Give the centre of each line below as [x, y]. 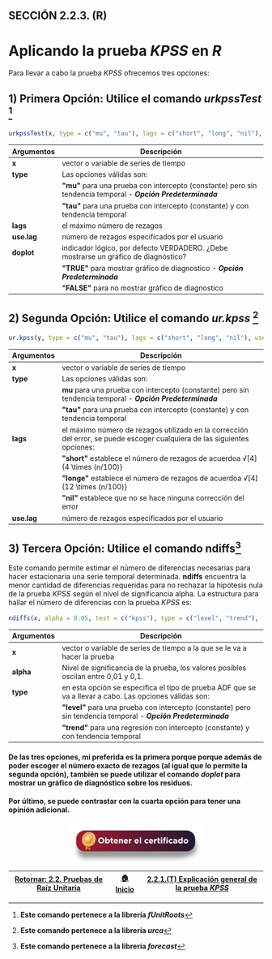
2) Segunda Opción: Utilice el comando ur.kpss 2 [134, 317]
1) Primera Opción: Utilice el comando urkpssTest [135, 99]
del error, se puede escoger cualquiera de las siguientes [155, 438]
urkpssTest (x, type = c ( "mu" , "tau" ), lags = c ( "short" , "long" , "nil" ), [136, 134]
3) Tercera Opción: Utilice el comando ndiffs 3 [125, 547]
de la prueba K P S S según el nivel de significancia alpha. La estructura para [134, 594]
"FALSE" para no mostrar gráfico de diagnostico [143, 288]
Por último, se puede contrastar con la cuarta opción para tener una [125, 802]
